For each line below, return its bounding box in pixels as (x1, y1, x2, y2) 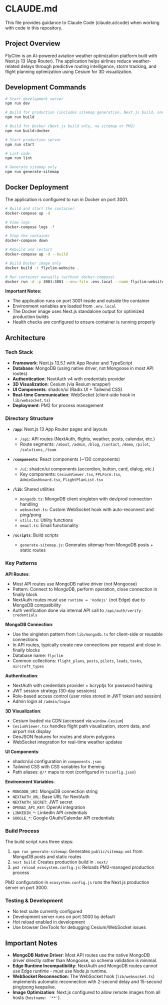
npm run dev (5, 101, 30, 106)
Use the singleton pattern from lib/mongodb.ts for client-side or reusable (12, 631, 163, 637)
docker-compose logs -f (5, 224, 55, 229)
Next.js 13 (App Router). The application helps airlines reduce (5, 58, 131, 64)
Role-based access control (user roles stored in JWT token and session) (12, 693, 161, 699)
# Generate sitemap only (5, 164, 57, 170)
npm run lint (5, 155, 32, 160)
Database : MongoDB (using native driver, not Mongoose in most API (12, 365, 154, 371)
